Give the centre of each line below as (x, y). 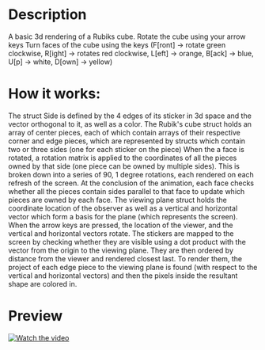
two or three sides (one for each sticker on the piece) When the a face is (127, 149)
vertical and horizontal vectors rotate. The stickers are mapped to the (121, 233)
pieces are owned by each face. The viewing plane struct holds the (118, 200)
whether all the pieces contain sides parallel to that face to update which (127, 191)
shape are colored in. (43, 283)
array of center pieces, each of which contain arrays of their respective (125, 132)
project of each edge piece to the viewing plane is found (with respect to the (133, 267)
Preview (36, 316)
